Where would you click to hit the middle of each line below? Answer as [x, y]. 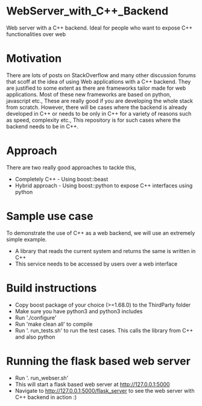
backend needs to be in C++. [43, 126]
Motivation [34, 59]
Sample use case [50, 216]
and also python [35, 337]
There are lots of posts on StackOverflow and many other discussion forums [101, 75]
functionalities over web [36, 34]
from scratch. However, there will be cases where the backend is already [97, 107]
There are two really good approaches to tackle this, [71, 167]
